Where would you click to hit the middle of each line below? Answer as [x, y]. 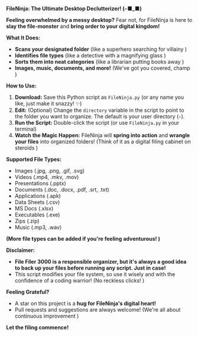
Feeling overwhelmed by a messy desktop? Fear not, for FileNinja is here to [99, 20]
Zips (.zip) [27, 221]
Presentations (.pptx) [40, 183]
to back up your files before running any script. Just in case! [90, 268]
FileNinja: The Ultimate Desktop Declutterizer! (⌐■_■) [74, 9]
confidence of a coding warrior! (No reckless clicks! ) [79, 281]
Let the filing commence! [38, 327]
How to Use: [22, 86]
